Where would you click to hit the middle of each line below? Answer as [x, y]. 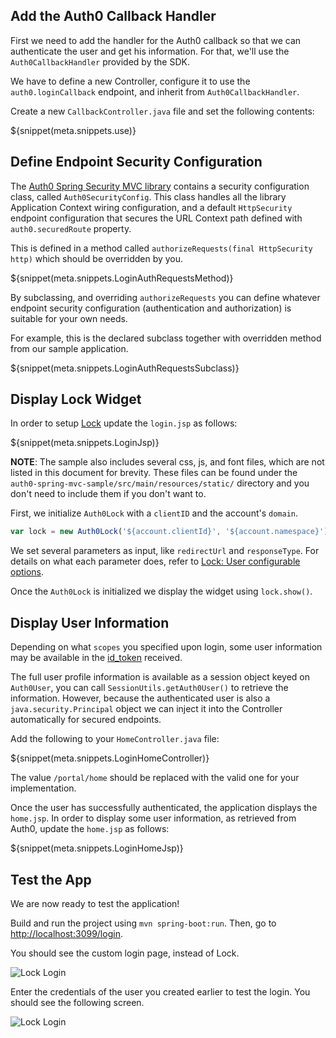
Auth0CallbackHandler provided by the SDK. [100, 61]
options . [27, 572]
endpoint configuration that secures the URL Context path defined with [156, 218]
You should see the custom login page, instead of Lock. [125, 953]
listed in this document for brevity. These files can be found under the [154, 473]
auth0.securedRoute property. [71, 228]
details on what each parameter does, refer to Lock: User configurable [155, 561]
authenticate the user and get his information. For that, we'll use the [150, 51]
